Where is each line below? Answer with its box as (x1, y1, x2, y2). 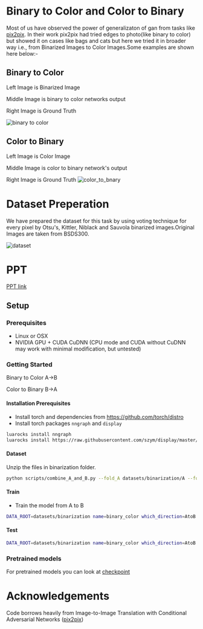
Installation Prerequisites (6, 400, 71, 407)
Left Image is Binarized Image (6, 84, 80, 91)
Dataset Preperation (6, 197, 109, 211)
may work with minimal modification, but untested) (14, 345, 141, 352)
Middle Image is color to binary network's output (6, 164, 127, 171)
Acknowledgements (6, 589, 110, 603)
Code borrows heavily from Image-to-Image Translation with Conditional (6, 609, 187, 616)
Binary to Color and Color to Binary (6, 4, 184, 18)
